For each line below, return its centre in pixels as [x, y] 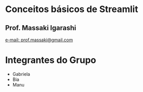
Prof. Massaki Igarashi [41, 28]
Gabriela [21, 74]
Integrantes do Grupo [51, 60]
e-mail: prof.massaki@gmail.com [39, 40]
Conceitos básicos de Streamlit [72, 9]
